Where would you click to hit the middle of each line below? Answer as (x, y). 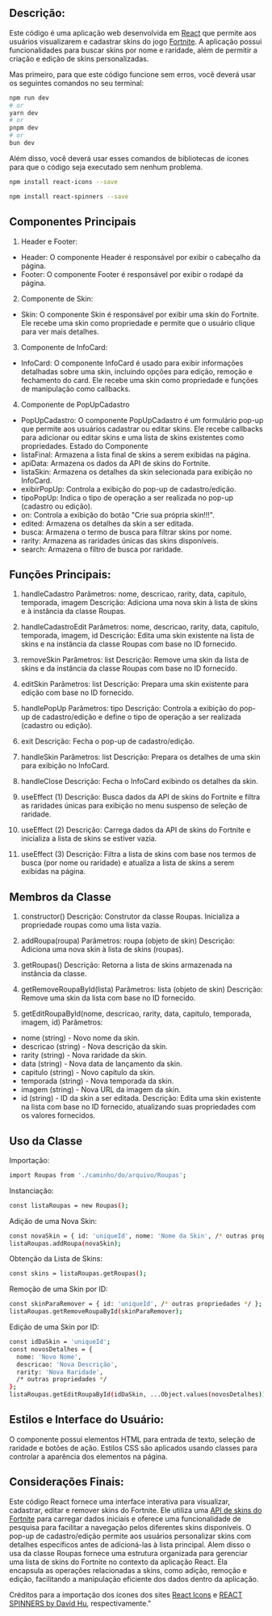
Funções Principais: (60, 574)
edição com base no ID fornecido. (77, 693)
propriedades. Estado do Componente (84, 446)
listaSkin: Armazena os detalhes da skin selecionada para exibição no (136, 471)
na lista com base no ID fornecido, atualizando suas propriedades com (138, 1107)
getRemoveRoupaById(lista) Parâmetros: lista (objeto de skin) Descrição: (142, 989)
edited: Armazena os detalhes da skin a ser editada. (107, 523)
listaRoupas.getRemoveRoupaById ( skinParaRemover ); (96, 1311)
